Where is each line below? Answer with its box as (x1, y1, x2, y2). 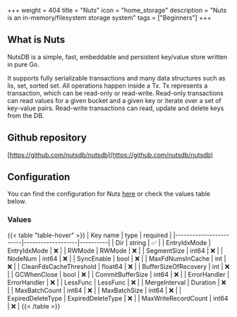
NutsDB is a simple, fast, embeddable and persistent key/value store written (7, 52, 228, 61)
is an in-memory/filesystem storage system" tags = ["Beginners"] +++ (7, 13, 212, 22)
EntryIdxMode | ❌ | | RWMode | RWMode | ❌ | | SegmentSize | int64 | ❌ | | (7, 246, 224, 255)
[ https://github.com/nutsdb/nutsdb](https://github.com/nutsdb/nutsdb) (7, 150, 214, 159)
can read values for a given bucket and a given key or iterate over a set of (7, 96, 221, 104)
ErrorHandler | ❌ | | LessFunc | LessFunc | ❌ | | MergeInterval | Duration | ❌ (7, 278, 226, 287)
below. (7, 197, 27, 205)
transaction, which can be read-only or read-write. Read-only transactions (7, 88, 224, 97)
